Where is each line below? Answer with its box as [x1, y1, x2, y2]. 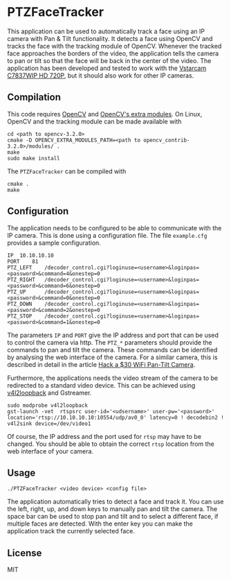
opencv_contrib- [142, 137, 190, 144]
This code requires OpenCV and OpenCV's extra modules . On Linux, [7, 110, 203, 118]
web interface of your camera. [7, 447, 94, 455]
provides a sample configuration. [7, 239, 102, 247]
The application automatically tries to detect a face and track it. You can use [7, 497, 224, 506]
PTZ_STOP [7, 313, 33, 320]
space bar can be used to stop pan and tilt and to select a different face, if [7, 512, 219, 521]
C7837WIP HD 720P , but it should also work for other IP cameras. [7, 71, 194, 80]
